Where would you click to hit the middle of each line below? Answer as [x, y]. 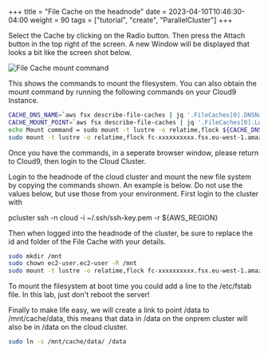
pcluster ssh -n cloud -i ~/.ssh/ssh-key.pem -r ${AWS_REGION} [113, 217]
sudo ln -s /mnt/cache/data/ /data [67, 342]
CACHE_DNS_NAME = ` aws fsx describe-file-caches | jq [96, 115]
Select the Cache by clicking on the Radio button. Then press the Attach [127, 36]
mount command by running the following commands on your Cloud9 [122, 92]
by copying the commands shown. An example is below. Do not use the [126, 185]
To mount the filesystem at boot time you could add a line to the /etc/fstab [130, 286]
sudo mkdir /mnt [35, 256]
